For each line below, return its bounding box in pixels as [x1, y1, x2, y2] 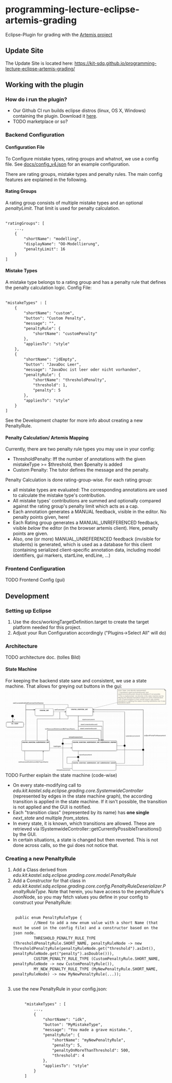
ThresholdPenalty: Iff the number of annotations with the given [12, 456, 146, 462]
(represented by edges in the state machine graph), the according [12, 793, 152, 799]
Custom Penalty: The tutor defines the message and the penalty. [12, 467, 150, 473]
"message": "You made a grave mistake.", [43, 1027, 133, 1033]
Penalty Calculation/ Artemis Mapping [5, 435, 89, 441]
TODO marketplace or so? [12, 118, 68, 124]
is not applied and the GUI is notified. [12, 804, 91, 810]
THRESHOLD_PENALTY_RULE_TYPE [33, 936, 96, 941]
